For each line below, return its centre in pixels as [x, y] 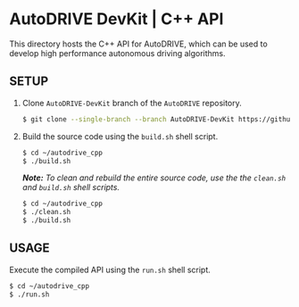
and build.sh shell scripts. [71, 187]
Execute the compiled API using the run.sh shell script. [110, 270]
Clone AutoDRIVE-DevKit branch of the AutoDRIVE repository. [132, 103]
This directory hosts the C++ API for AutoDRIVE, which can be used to [138, 44]
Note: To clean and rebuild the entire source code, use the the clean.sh [154, 178]
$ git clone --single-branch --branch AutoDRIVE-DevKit [128, 119]
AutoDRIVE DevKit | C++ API [116, 19]
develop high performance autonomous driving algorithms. [117, 53]
